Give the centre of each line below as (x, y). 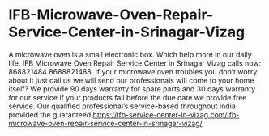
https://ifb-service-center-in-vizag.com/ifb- (166, 114)
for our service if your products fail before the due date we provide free (128, 97)
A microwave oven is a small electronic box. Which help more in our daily (130, 54)
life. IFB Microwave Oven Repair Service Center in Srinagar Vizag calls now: (135, 63)
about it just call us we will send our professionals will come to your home (131, 80)
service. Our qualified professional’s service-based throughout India (122, 106)
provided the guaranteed (50, 114)
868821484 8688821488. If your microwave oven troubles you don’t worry (133, 71)
